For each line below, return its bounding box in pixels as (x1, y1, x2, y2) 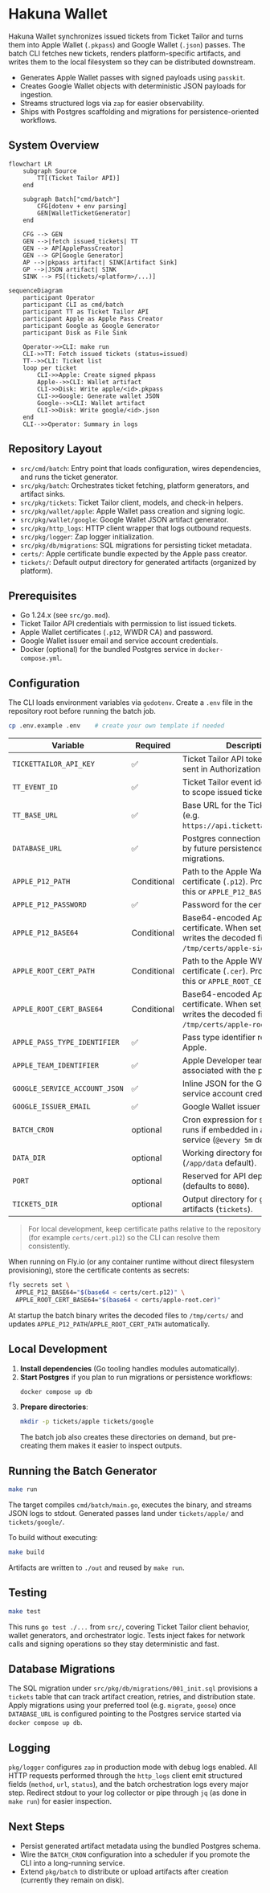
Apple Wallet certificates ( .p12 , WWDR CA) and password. (19, 628, 214, 637)
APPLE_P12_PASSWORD (12, 900, 87, 909)
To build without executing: (8, 1532, 98, 1542)
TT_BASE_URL (12, 811, 59, 820)
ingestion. (19, 89, 54, 99)
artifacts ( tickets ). (182, 1203, 253, 1215)
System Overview (8, 138, 100, 153)
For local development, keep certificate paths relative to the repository (27, 1224, 261, 1234)
